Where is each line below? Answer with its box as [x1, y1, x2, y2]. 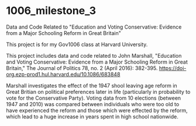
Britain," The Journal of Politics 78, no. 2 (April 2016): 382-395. [6, 64, 158, 71]
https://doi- [159, 64, 187, 71]
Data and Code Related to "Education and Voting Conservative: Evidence [6, 23, 182, 30]
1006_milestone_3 [6, 4, 97, 17]
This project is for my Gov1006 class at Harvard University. [6, 41, 148, 48]
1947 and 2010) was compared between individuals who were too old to [6, 100, 180, 107]
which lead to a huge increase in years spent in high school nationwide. [6, 113, 178, 120]
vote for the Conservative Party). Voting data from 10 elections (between [6, 94, 181, 101]
